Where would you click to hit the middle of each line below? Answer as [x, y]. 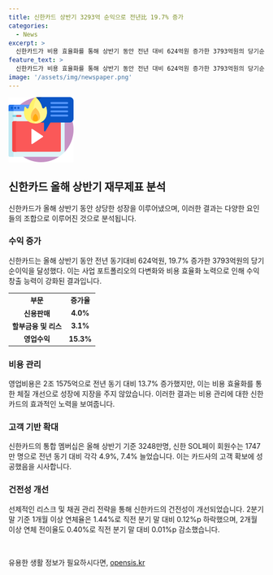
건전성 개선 [29, 490]
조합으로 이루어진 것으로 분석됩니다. [80, 218]
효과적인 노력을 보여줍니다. [72, 403]
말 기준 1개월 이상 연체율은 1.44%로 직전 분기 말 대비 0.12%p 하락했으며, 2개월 [133, 519]
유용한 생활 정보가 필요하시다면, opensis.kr [77, 562]
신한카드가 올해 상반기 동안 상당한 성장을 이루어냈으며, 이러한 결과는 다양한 [127, 208]
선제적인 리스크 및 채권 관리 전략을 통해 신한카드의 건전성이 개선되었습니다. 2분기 [136, 509]
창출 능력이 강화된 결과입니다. [55, 281]
